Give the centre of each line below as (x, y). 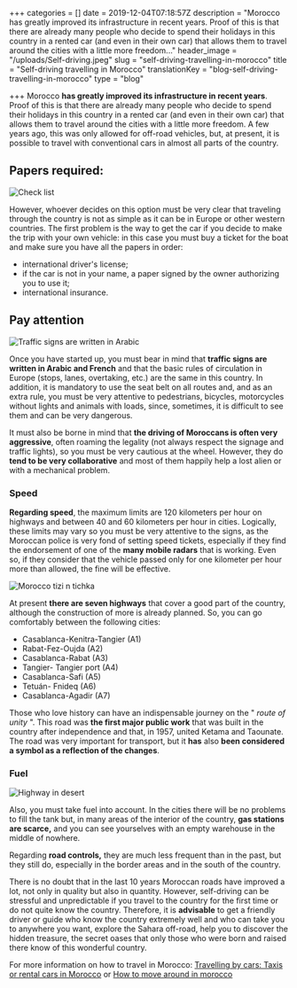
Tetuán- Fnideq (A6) (59, 686)
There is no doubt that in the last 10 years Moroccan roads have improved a (147, 882)
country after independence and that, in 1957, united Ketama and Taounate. (146, 731)
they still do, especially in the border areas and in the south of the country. (145, 865)
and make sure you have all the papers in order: (96, 246)
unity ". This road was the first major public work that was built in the (137, 722)
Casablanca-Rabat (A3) (65, 657)
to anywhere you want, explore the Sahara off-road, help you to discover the (148, 929)
